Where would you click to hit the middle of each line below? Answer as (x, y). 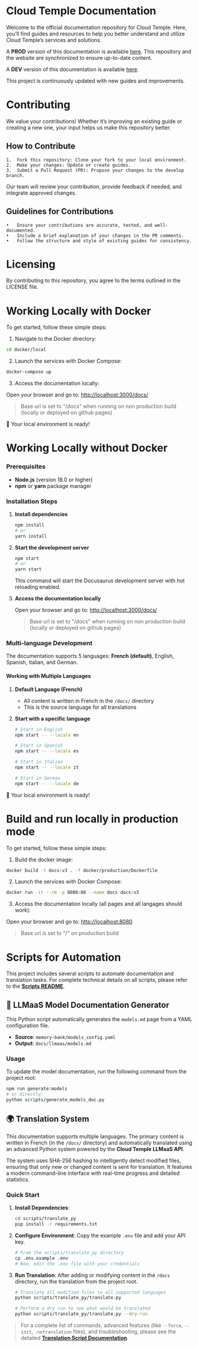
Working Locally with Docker (79, 311)
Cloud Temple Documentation (81, 11)
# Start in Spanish (39, 746)
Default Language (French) (49, 689)
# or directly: (25, 1094)
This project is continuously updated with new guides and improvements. (95, 81)
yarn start (28, 569)
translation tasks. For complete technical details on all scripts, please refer (97, 980)
